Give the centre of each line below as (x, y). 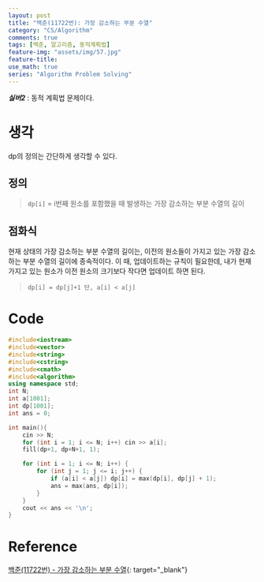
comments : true (33, 38)
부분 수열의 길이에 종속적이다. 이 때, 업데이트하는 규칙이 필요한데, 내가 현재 (137, 261)
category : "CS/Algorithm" (50, 30)
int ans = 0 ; (30, 413)
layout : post (30, 15)
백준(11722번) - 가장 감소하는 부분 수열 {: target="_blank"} (98, 570)
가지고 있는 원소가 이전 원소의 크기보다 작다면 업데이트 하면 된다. (107, 271)
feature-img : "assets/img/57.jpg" (65, 52)
